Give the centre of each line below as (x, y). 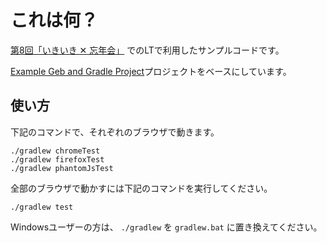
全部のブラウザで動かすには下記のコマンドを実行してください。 (141, 188)
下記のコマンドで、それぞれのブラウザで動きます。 (115, 132)
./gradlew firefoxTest (57, 159)
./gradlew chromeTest (55, 151)
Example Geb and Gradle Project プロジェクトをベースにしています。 (151, 71)
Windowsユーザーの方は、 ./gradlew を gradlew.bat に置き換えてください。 (166, 227)
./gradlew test (42, 207)
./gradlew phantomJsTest (62, 168)
